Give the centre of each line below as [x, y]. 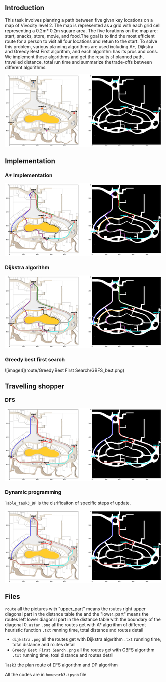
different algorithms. [26, 67]
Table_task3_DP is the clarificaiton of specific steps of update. [68, 503]
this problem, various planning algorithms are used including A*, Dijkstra [79, 46]
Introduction [25, 8]
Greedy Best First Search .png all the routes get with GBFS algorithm [83, 650]
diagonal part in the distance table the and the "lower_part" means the [77, 614]
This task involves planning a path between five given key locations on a [79, 20]
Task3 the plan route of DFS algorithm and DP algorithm [61, 665]
